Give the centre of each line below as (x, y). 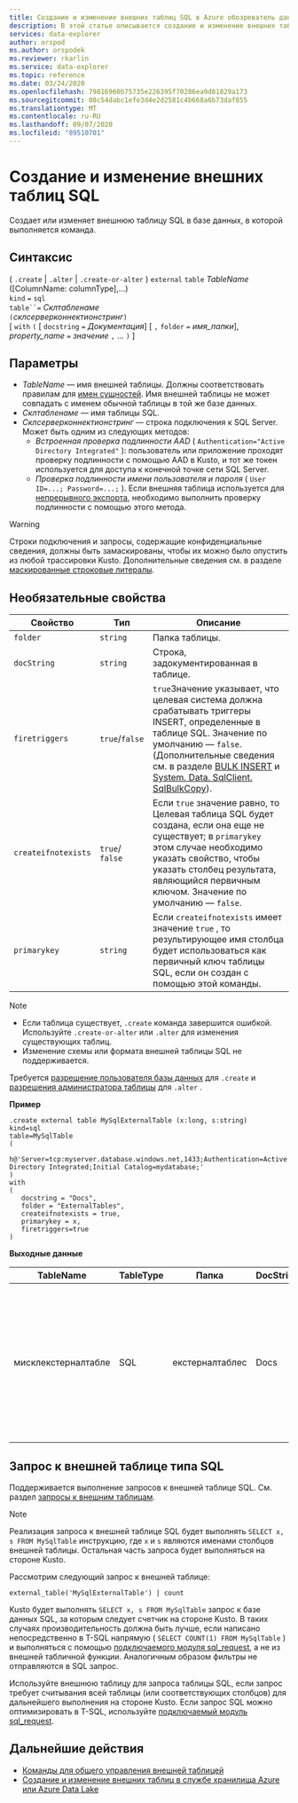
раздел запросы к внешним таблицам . (82, 1497)
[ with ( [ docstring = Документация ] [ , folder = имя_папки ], (124, 326)
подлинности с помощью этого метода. (110, 508)
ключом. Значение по (200, 892)
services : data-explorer (55, 34)
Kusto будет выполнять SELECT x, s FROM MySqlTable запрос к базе (135, 1610)
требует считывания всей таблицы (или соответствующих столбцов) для (148, 1693)
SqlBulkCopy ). (182, 789)
